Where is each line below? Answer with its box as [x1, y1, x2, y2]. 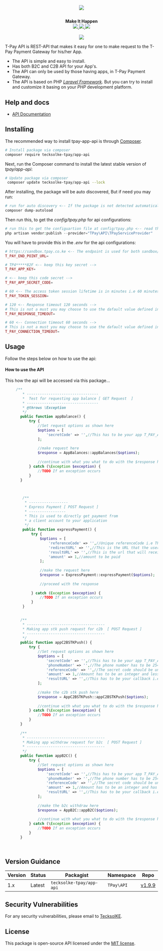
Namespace [107, 872, 136, 879]
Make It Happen [65, 19, 98, 24]
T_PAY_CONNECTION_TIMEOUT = [5, 329, 60, 334]
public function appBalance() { [20, 414, 86, 419]
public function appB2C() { [20, 753, 77, 759]
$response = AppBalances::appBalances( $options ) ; [37, 451, 140, 456]
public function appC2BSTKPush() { [20, 640, 92, 645]
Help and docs [5, 98, 49, 107]
